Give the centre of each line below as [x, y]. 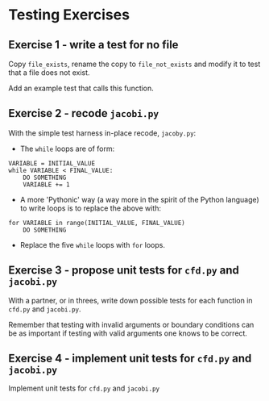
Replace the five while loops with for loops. [92, 244]
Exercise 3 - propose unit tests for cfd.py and [124, 271]
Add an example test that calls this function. [81, 88]
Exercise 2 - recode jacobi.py [84, 113]
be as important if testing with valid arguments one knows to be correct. [128, 333]
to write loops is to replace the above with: [91, 208]
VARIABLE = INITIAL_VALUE [52, 163]
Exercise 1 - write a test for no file [93, 45]
